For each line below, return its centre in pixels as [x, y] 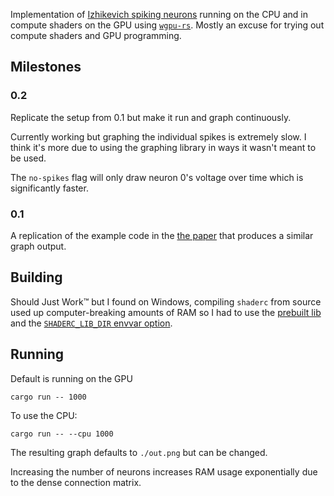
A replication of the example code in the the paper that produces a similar [162, 235]
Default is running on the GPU [71, 378]
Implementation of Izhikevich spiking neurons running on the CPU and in [159, 14]
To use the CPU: [44, 415]
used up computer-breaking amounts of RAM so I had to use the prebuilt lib [166, 312]
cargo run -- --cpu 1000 [62, 434]
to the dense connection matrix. [76, 482]
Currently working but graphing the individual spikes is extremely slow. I [158, 136]
